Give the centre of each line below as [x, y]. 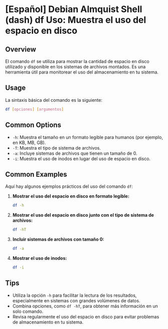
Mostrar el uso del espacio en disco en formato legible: [71, 196]
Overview [21, 49]
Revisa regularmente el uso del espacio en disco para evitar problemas [86, 316]
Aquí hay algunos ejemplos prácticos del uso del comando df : [69, 186]
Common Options [33, 125]
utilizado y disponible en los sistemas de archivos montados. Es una [75, 67]
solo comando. [28, 311]
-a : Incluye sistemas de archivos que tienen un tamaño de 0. [75, 153]
